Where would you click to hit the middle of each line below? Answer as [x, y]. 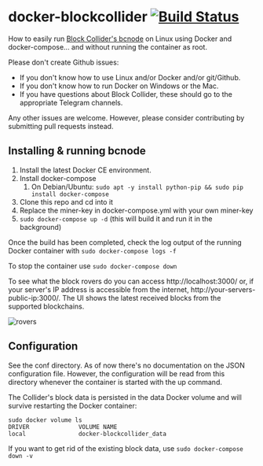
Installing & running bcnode [77, 151]
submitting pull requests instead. [61, 126]
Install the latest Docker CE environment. [85, 170]
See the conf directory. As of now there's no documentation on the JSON [126, 365]
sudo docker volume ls [45, 420]
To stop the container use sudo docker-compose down [93, 266]
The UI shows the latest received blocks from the [142, 298]
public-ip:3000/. [35, 298]
